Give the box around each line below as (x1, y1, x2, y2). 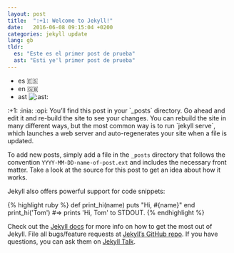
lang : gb (7, 37, 34, 44)
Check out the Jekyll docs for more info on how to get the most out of (7, 222, 213, 230)
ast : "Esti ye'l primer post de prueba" (14, 57, 136, 64)
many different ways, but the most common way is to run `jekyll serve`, (7, 121, 216, 130)
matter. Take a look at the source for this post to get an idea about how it (7, 165, 221, 174)
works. (7, 172, 28, 182)
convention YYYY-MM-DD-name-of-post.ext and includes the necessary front (7, 158, 227, 166)
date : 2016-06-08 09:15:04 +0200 (7, 24, 113, 31)
